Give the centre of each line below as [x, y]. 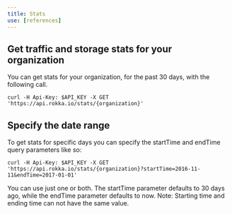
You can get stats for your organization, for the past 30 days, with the [109, 77]
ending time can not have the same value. [68, 203]
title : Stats [27, 14]
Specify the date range [59, 125]
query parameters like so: [45, 150]
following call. [28, 85]
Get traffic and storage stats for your [90, 49]
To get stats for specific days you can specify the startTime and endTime [114, 143]
